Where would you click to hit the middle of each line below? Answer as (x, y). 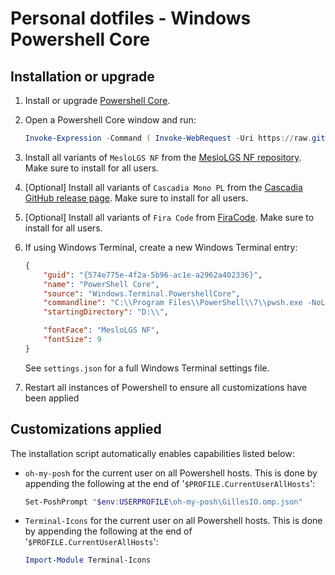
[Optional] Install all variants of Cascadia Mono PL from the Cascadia (163, 187)
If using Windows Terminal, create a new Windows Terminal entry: (161, 247)
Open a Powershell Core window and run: (110, 120)
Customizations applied (86, 429)
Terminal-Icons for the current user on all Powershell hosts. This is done (173, 521)
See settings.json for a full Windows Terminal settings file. (147, 368)
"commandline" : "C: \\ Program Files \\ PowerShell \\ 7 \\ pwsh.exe (173, 303)
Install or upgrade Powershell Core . (97, 100)
